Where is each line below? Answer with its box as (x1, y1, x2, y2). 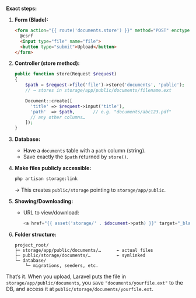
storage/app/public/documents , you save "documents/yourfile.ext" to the (6, 279, 183, 286)
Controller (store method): (14, 60, 80, 67)
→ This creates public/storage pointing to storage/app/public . (14, 186, 166, 193)
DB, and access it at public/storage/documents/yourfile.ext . (6, 285, 153, 292)
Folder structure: (14, 231, 57, 238)
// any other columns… (30, 114, 86, 120)
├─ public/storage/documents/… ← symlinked (14, 252, 146, 258)
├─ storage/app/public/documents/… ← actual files (14, 247, 153, 253)
